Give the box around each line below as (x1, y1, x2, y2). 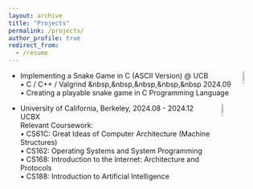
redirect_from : (8, 42, 59, 50)
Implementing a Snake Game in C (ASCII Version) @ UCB (19, 71, 209, 80)
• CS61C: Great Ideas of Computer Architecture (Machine (19, 129, 210, 139)
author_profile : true (8, 34, 81, 42)
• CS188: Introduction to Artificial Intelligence (19, 171, 170, 181)
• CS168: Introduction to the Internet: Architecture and (19, 155, 199, 164)
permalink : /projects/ (8, 26, 84, 34)
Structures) (19, 138, 58, 147)
